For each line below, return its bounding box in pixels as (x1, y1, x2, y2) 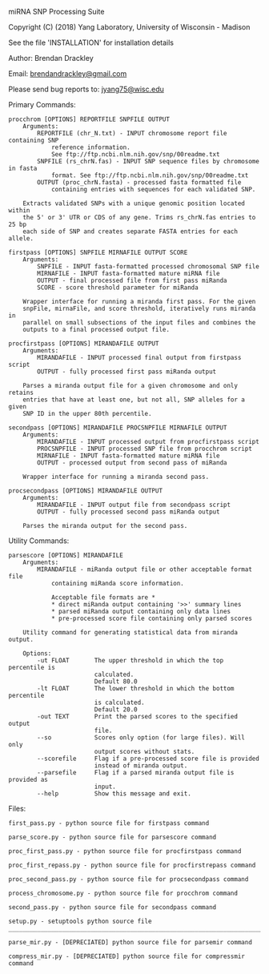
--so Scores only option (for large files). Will (37, 734, 246, 742)
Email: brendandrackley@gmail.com (8, 69, 127, 78)
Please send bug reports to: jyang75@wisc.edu (8, 84, 164, 94)
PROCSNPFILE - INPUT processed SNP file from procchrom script (37, 445, 252, 453)
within (8, 207, 30, 215)
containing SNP (8, 136, 59, 144)
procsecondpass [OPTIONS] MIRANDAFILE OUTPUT (8, 487, 163, 495)
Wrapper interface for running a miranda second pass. (22, 473, 210, 481)
